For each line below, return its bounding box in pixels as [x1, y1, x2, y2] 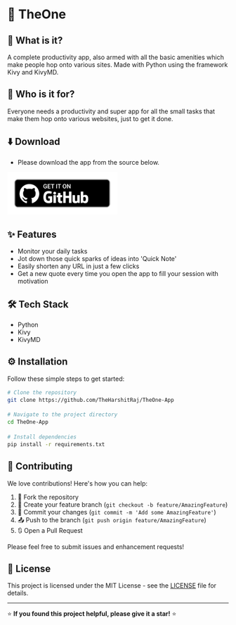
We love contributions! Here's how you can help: [7, 479, 148, 488]
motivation [17, 277, 48, 286]
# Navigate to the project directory [7, 411, 118, 418]
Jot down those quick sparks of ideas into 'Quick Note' [17, 255, 177, 263]
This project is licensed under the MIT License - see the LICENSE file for [7, 581, 216, 590]
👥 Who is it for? [7, 88, 75, 101]
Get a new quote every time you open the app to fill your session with [17, 270, 219, 278]
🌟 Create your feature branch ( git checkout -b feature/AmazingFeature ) [17, 500, 228, 509]
